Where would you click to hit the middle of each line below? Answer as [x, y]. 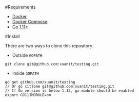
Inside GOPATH [25, 73]
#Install [12, 36]
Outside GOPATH [27, 55]
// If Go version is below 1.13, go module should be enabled [69, 91]
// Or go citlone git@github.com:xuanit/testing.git [60, 86]
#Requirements [20, 7]
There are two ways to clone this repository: [49, 46]
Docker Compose [30, 22]
